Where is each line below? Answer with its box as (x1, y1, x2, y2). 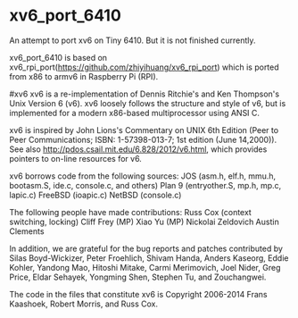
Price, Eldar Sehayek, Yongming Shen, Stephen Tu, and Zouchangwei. (9, 272, 267, 282)
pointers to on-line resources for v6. (9, 153, 143, 163)
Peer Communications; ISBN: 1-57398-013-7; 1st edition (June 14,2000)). (9, 134, 277, 145)
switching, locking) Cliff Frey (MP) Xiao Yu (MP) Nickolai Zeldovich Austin (9, 216, 279, 227)
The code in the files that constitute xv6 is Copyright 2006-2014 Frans (9, 289, 268, 299)
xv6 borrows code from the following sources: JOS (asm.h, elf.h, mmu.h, (9, 171, 277, 181)
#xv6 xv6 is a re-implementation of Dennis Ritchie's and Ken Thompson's (9, 88, 279, 99)
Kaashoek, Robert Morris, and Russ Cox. (9, 298, 159, 309)
